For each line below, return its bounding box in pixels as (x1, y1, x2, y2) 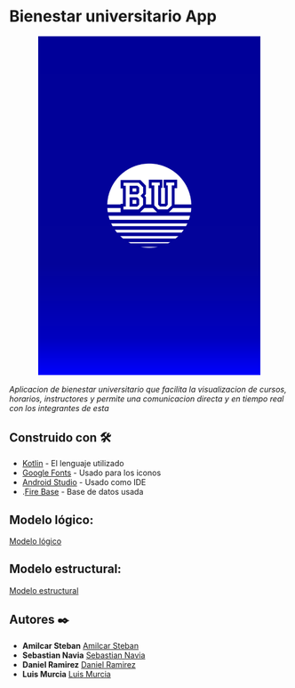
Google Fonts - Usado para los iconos (21, 467, 162, 478)
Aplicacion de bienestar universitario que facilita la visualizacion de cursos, (9, 384, 287, 395)
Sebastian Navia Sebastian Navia (21, 650, 146, 660)
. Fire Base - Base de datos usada (21, 487, 144, 498)
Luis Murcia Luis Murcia (21, 668, 111, 679)
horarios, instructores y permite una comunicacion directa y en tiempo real (9, 393, 284, 404)
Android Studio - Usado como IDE (21, 477, 147, 488)
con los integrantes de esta (9, 403, 109, 414)
